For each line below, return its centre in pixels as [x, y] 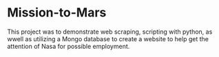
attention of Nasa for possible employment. [69, 46]
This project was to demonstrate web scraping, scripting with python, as [110, 32]
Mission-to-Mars [57, 13]
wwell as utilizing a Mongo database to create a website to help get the [108, 38]
